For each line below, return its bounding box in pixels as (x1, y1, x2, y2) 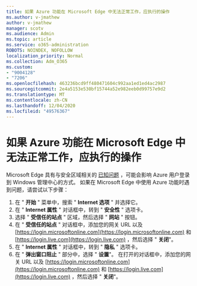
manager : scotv (6, 25, 44, 32)
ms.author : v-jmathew (6, 14, 60, 20)
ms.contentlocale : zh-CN (6, 97, 68, 103)
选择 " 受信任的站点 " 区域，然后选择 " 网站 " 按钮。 (14, 213, 141, 221)
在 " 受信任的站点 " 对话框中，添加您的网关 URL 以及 (14, 221, 143, 228)
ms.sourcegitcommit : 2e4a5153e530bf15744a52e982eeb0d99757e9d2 (6, 86, 166, 92)
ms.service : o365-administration (6, 42, 89, 48)
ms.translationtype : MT (6, 92, 65, 98)
